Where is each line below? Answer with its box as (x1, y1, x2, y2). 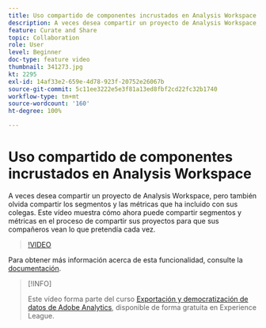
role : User (8, 41, 44, 49)
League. (27, 311, 55, 320)
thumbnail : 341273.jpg (8, 63, 83, 71)
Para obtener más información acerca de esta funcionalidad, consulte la (8, 254, 243, 265)
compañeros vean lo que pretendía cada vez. (8, 224, 156, 234)
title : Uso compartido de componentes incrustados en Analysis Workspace (8, 11, 257, 20)
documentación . (8, 263, 62, 273)
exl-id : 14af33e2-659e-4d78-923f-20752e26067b (8, 77, 165, 85)
